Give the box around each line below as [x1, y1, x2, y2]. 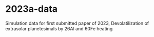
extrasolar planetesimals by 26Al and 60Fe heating [5, 25, 113, 31]
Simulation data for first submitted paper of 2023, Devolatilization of [5, 20, 149, 26]
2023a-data [5, 3, 58, 15]
